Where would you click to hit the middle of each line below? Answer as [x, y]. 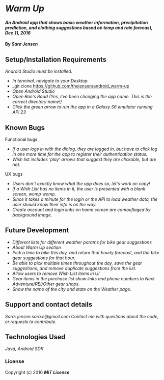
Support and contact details [49, 305]
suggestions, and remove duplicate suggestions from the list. [74, 268]
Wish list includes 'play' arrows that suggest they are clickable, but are [84, 159]
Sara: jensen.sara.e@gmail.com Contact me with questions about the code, [82, 316]
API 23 [19, 112]
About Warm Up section [37, 247]
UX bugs [14, 174]
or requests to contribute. [31, 322]
